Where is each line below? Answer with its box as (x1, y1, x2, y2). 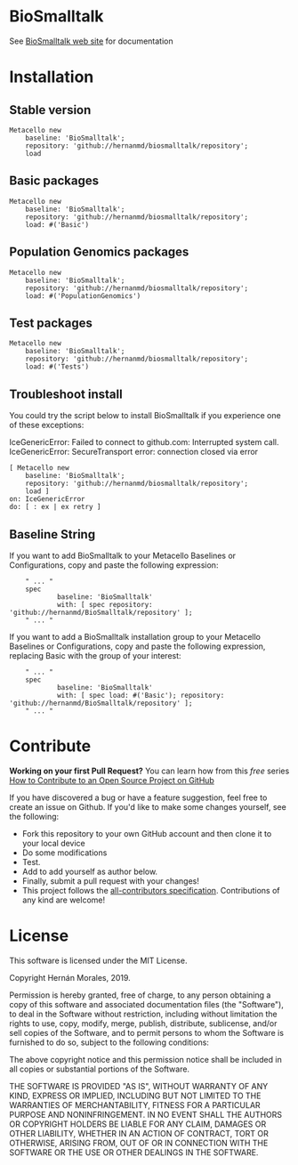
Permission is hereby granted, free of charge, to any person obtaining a (9, 990, 271, 1000)
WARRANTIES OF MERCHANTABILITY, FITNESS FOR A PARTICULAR (9, 1099, 261, 1110)
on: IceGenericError (9, 495, 86, 504)
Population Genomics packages (9, 245, 189, 260)
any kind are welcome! (21, 894, 105, 905)
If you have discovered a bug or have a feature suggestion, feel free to (9, 792, 268, 803)
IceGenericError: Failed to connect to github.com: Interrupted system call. (9, 437, 279, 448)
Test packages (9, 315, 93, 330)
